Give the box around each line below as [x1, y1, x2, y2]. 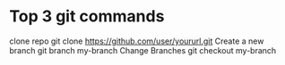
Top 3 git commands [9, 6, 165, 27]
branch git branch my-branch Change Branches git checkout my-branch [9, 45, 277, 55]
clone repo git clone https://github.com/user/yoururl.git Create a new [9, 36, 264, 46]
